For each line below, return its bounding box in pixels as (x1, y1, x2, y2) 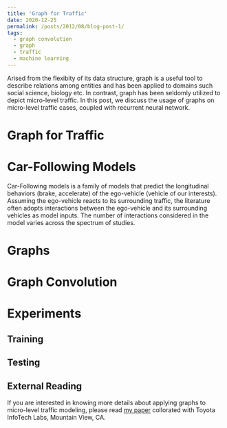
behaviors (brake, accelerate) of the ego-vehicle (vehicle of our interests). (7, 189, 217, 197)
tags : (7, 29, 23, 37)
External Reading (7, 380, 83, 392)
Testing (7, 357, 41, 369)
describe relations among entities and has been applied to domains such (7, 81, 213, 90)
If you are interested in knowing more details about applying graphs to (7, 398, 206, 407)
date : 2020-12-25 (7, 17, 57, 23)
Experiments (7, 306, 82, 322)
